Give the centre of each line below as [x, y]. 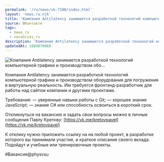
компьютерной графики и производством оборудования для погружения [82, 80]
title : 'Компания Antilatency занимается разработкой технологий [73, 19]
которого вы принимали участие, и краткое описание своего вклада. [78, 139]
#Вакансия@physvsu [27, 154]
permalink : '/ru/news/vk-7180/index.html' [49, 10]
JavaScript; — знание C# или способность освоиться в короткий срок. [79, 105]
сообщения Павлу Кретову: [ [35, 119]
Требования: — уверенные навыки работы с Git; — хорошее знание [76, 100]
